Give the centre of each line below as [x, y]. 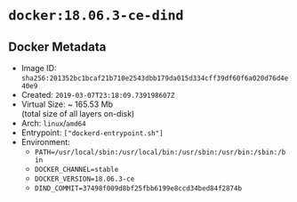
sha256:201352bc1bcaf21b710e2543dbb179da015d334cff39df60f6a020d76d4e [155, 78]
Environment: [45, 142]
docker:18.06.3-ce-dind [96, 16]
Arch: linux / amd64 [53, 123]
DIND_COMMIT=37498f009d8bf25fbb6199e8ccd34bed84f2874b [138, 189]
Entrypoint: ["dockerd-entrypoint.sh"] [92, 133]
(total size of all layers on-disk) [78, 113]
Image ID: [39, 68]
